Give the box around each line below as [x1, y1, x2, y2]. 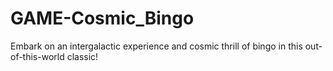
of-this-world [10, 50, 65, 62]
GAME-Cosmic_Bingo [10, 7, 195, 30]
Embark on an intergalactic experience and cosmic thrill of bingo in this [10, 40, 303, 52]
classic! [66, 50, 99, 62]
